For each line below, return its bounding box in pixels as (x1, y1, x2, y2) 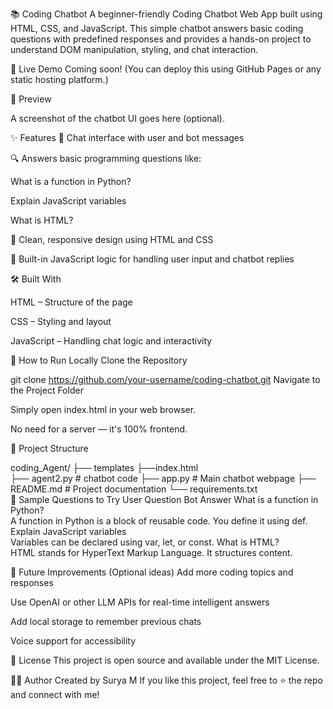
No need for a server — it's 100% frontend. (10, 423, 188, 435)
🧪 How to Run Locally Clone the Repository (10, 354, 188, 366)
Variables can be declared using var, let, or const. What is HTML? (10, 536, 280, 548)
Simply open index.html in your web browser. (10, 404, 197, 415)
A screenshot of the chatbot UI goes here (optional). (10, 113, 225, 124)
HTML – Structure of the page (10, 296, 133, 308)
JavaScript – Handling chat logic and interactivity (10, 335, 213, 347)
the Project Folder (10, 384, 84, 396)
